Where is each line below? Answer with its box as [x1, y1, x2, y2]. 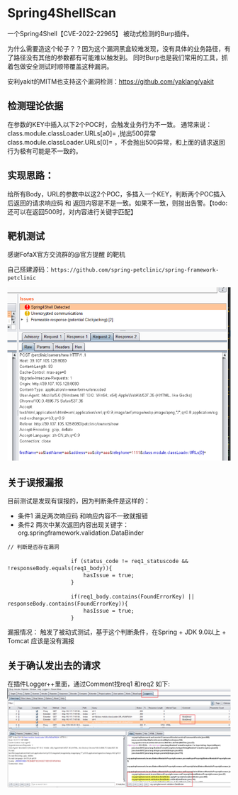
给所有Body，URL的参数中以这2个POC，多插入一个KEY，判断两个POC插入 [7, 189, 227, 198]
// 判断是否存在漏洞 [7, 544, 59, 551]
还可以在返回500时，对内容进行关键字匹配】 [7, 207, 137, 216]
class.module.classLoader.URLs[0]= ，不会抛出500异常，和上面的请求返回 [7, 138, 225, 146]
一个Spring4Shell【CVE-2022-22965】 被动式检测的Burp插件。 [7, 29, 193, 38]
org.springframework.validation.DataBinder [17, 528, 144, 537]
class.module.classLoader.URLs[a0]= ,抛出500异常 [7, 129, 157, 138]
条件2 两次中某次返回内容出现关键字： [17, 521, 130, 529]
